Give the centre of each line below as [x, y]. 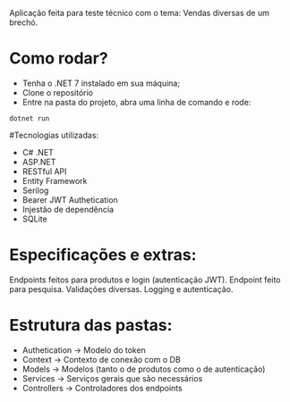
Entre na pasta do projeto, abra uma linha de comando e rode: [136, 102]
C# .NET [38, 152]
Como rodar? [59, 59]
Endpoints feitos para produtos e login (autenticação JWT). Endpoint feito [145, 280]
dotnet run [30, 118]
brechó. [24, 22]
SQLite [34, 219]
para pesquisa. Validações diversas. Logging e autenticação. [121, 289]
